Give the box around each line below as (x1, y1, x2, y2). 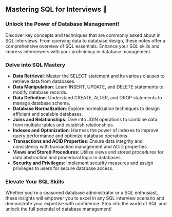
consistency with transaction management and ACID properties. (12, 143, 148, 149)
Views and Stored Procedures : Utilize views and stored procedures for (12, 149, 164, 155)
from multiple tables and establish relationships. (12, 121, 114, 128)
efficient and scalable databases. (12, 111, 83, 117)
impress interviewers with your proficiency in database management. (5, 48, 151, 54)
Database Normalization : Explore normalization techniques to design (12, 105, 160, 112)
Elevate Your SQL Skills (5, 178, 64, 185)
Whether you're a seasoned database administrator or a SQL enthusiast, (5, 190, 158, 196)
